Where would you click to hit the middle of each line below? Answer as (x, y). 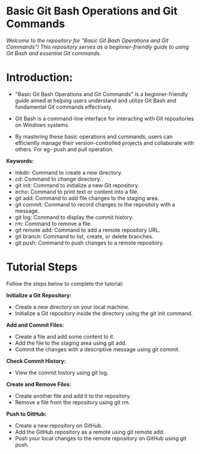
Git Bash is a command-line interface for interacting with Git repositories (104, 118)
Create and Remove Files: (39, 384)
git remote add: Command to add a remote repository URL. (87, 230)
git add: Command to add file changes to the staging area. (87, 198)
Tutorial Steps (42, 267)
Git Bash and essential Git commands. (54, 53)
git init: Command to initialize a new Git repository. (77, 185)
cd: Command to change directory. (58, 179)
